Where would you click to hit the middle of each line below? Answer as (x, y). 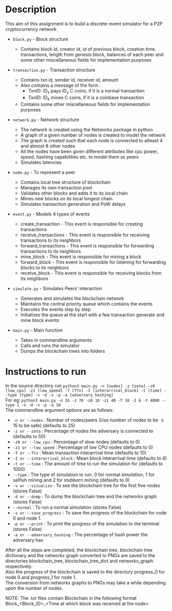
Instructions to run (46, 371)
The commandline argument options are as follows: (60, 410)
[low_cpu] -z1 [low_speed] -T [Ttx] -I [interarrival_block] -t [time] (83, 391)
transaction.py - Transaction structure (54, 70)
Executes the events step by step (55, 309)
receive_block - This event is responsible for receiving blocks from (91, 273)
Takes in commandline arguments (56, 340)
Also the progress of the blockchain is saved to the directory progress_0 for (85, 572)
